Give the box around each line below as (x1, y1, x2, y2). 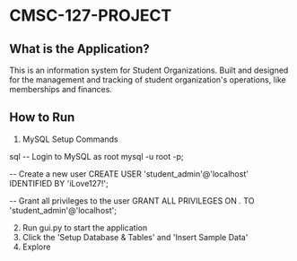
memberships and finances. (9, 84, 112, 94)
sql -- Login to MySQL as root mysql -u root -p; (9, 151, 184, 161)
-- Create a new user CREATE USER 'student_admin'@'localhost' (9, 168, 249, 179)
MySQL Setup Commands (22, 134, 118, 144)
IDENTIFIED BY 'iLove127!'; (9, 178, 109, 188)
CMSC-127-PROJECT (9, 5, 172, 26)
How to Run (9, 109, 75, 126)
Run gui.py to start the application (22, 222, 148, 233)
